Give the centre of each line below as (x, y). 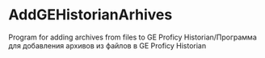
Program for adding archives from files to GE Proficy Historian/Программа (132, 37)
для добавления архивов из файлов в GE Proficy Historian (107, 45)
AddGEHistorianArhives (90, 15)
